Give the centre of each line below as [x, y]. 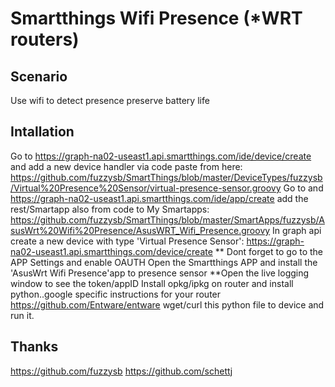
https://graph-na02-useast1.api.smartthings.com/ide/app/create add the [159, 198]
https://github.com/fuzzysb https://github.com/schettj [121, 371]
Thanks [34, 347]
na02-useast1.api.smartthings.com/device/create [111, 251]
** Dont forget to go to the [269, 251]
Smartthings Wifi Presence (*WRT [156, 18]
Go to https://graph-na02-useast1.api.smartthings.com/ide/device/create [161, 156]
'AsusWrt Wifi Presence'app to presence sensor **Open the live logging [160, 273]
